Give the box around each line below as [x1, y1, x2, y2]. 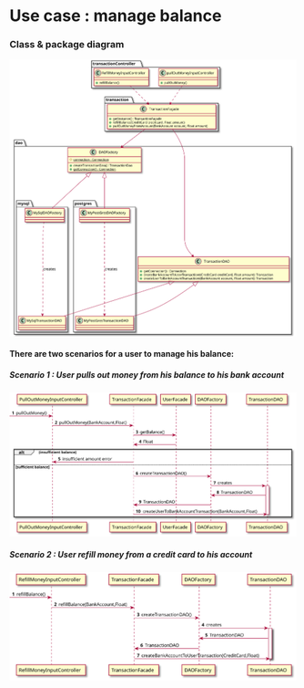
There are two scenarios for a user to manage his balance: [9, 349, 235, 360]
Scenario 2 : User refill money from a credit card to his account [9, 548, 253, 559]
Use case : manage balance [9, 5, 222, 26]
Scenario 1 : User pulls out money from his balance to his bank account [9, 369, 285, 380]
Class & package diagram [9, 38, 125, 51]
